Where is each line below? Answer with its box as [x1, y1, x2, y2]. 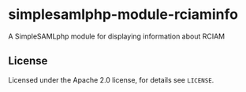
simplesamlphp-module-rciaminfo [8, 6, 239, 24]
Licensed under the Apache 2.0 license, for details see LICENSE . [8, 75, 214, 84]
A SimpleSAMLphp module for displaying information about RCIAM [8, 31, 225, 41]
